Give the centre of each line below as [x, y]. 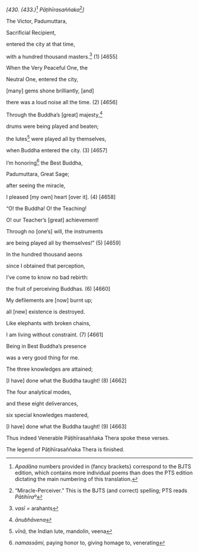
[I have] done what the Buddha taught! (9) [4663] [66, 426]
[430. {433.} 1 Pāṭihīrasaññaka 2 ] [45, 9]
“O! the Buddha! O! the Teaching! [46, 208]
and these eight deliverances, [42, 404]
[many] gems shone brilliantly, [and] [50, 91]
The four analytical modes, [39, 392]
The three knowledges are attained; [49, 369]
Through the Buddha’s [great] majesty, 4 [54, 114]
